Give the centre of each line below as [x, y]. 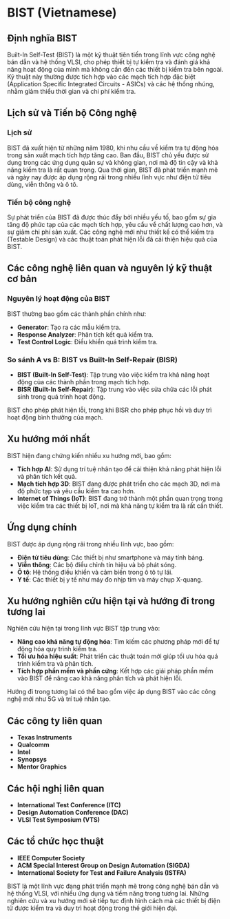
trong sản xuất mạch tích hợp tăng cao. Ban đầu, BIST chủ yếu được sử [108, 155]
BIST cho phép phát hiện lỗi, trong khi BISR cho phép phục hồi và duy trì [109, 410]
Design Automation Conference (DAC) [73, 813]
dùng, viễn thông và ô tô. [43, 184]
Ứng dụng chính [42, 527]
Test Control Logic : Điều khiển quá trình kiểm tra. [87, 342]
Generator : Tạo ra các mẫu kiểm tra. [69, 327]
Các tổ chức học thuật [56, 841]
